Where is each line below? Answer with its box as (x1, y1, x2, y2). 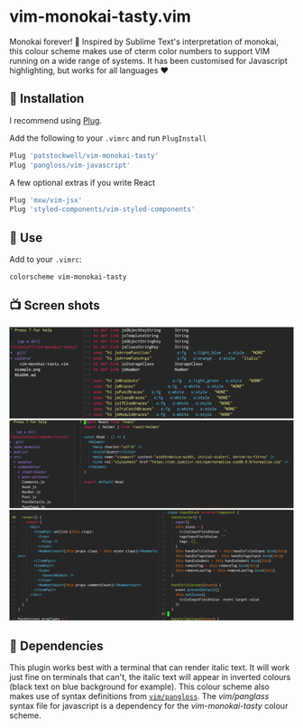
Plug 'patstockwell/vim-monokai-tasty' (9, 151, 160, 160)
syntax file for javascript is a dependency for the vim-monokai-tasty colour (9, 701, 289, 712)
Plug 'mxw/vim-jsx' (9, 196, 83, 205)
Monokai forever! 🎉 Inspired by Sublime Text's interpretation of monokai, (9, 36, 280, 47)
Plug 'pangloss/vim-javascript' (9, 161, 131, 170)
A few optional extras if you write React (9, 177, 156, 188)
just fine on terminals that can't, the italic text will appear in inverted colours (9, 672, 291, 683)
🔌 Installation (9, 91, 85, 106)
